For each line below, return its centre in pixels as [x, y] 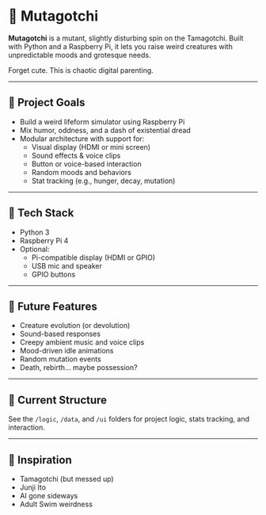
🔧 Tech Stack [41, 213]
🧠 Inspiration [40, 460]
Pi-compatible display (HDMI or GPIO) [93, 257]
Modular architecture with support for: [82, 139]
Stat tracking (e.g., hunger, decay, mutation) [103, 181]
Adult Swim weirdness [56, 504]
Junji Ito [32, 487]
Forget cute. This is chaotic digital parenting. [81, 70]
